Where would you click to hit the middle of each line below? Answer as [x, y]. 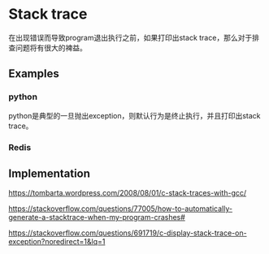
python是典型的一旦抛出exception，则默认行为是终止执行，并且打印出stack [135, 115]
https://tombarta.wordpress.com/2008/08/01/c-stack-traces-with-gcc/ [128, 193]
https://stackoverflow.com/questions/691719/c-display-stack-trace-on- [128, 233]
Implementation [50, 173]
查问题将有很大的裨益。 [48, 47]
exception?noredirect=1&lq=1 [57, 242]
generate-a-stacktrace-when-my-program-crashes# [97, 217]
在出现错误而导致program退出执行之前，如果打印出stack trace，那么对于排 [134, 37]
